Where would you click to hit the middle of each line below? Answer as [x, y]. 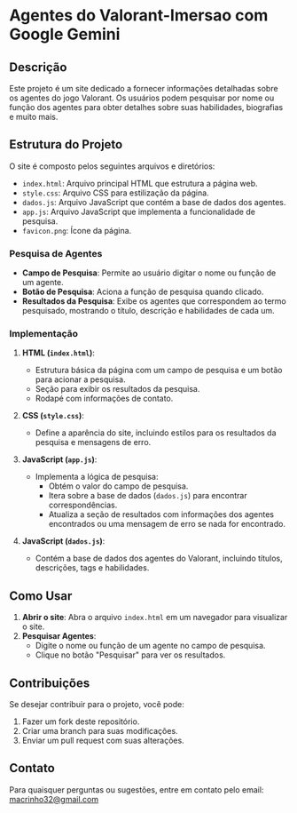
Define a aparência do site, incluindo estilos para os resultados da [156, 433]
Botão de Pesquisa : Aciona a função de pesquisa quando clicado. [143, 292]
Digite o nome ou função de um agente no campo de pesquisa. [150, 646]
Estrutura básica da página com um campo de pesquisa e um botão [159, 371]
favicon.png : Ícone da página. [77, 230]
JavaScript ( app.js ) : [59, 459]
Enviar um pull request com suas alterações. [103, 741]
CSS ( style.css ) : [53, 416]
